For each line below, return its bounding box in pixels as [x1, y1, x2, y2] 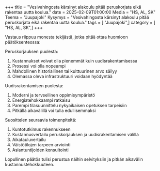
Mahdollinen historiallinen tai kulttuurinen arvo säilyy [12, 68, 117, 74]
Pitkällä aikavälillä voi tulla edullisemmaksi [12, 108, 96, 113]
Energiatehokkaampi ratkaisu [12, 97, 70, 103]
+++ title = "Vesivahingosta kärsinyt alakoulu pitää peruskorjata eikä [5, 4, 142, 10]
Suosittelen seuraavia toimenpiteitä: [5, 117, 77, 123]
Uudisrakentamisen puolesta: [5, 83, 64, 89]
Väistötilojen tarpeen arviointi [12, 142, 71, 147]
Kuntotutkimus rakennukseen [12, 126, 71, 132]
